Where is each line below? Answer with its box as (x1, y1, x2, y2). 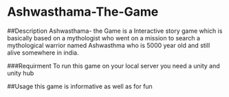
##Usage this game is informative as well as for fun (7, 82, 153, 90)
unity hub (7, 69, 34, 77)
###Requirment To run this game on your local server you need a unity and (7, 61, 220, 70)
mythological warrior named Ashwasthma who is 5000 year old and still (7, 41, 210, 49)
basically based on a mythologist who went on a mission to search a (7, 33, 201, 42)
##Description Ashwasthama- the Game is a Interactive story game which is (7, 27, 223, 35)
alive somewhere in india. (7, 48, 79, 57)
